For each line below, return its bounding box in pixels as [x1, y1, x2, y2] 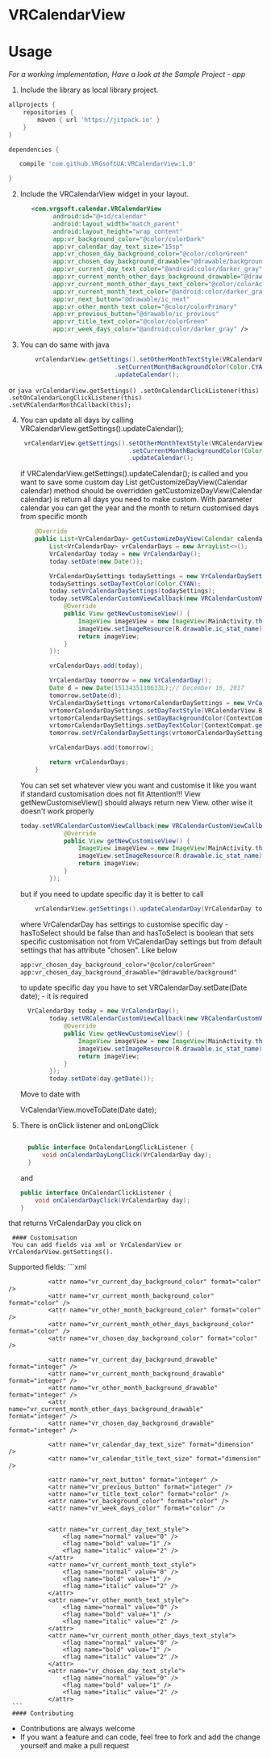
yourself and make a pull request [19, 1741, 130, 1751]
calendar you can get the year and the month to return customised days [19, 503, 260, 513]
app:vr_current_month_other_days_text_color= [52, 280, 209, 288]
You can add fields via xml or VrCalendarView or [11, 1241, 182, 1249]
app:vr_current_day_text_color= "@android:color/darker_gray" [52, 265, 263, 273]
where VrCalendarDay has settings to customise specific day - [19, 919, 228, 929]
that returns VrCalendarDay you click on [8, 1219, 142, 1228]
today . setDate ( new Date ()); [49, 557, 144, 565]
